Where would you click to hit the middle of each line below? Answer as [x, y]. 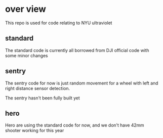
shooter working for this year [35, 131]
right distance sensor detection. [38, 88]
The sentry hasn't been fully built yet [42, 98]
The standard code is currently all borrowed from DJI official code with [77, 50]
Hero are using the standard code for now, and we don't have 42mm [75, 125]
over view [26, 9]
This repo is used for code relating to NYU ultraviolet [59, 23]
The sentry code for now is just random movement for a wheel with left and [82, 83]
